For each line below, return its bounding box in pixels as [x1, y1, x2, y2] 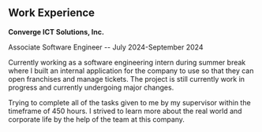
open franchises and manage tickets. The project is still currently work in [8, 74, 245, 83]
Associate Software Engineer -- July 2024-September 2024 [8, 42, 204, 52]
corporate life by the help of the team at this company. [8, 114, 185, 124]
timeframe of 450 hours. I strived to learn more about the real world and [8, 106, 242, 115]
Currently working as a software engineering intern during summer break [8, 57, 246, 67]
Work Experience [8, 6, 95, 20]
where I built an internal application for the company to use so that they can [8, 66, 254, 75]
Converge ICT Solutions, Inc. [8, 27, 105, 36]
